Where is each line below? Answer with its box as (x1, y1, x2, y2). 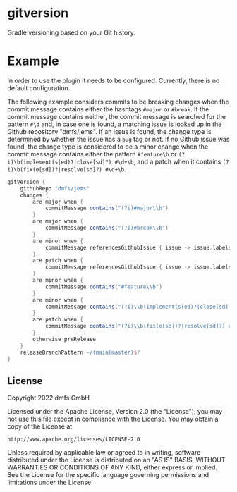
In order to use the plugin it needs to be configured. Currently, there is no (7, 76, 220, 85)
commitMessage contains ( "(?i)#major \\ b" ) (44, 204, 169, 212)
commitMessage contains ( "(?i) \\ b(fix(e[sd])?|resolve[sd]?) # (44, 323, 232, 330)
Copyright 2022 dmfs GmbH (7, 393, 90, 402)
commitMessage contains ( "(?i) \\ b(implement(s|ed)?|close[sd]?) (44, 303, 235, 310)
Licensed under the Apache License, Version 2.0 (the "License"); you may (7, 407, 223, 416)
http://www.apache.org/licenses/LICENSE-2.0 (7, 436, 140, 443)
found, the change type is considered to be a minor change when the (7, 142, 209, 151)
